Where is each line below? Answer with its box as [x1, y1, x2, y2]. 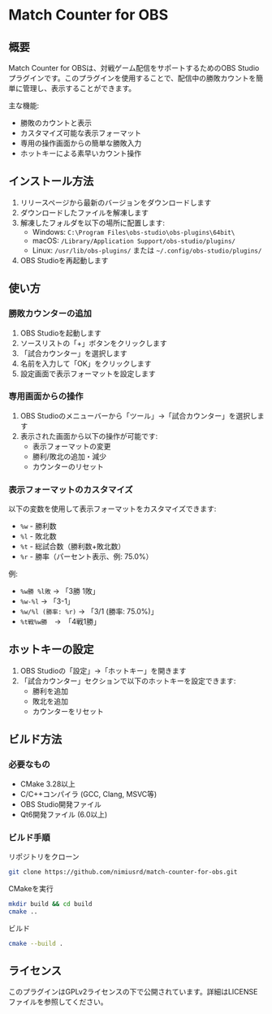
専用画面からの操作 [8, 391, 84, 402]
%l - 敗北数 [19, 531, 57, 541]
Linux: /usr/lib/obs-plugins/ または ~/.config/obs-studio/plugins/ [32, 245, 262, 255]
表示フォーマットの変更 [32, 441, 111, 451]
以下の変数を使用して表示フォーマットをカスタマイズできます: [8, 504, 217, 513]
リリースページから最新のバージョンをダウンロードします [19, 197, 212, 207]
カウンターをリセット [32, 706, 104, 716]
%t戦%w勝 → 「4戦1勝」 [19, 617, 101, 626]
